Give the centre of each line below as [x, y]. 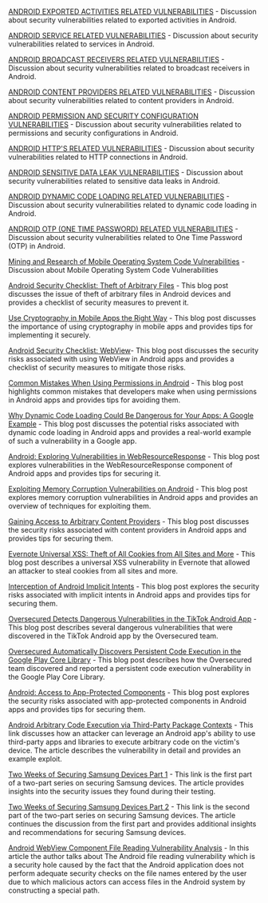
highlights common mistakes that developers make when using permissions [133, 392]
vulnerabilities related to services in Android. [81, 44]
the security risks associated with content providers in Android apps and [128, 530]
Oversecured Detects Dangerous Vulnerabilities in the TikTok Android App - [132, 619]
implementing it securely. [49, 335]
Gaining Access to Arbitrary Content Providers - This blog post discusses [129, 521]
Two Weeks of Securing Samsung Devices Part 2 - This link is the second [129, 807]
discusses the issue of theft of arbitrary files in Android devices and [120, 294]
